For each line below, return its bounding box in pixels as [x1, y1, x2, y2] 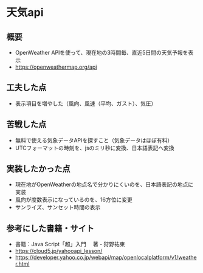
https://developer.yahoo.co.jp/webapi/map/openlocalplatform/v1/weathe [15, 254, 197, 261]
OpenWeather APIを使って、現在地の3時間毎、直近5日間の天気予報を [15, 49, 188, 56]
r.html [15, 260, 30, 268]
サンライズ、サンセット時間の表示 [15, 204, 101, 211]
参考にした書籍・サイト [6, 223, 94, 233]
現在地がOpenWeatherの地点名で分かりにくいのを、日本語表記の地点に [15, 181, 194, 188]
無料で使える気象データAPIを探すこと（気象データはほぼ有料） [15, 136, 173, 143]
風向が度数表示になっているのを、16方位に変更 [15, 196, 132, 204]
